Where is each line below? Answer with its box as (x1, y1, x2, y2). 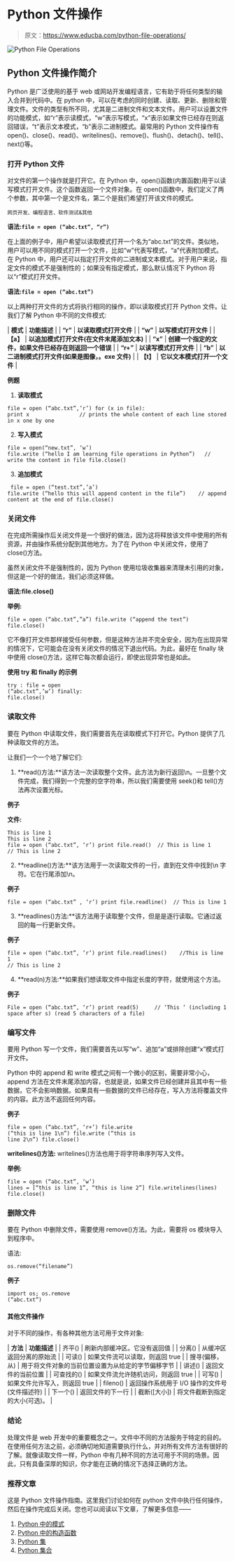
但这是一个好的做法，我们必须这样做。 (7, 572, 117, 581)
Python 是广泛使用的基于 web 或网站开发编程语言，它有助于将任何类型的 (7, 87, 217, 95)
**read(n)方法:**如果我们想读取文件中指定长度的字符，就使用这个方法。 (17, 975, 225, 983)
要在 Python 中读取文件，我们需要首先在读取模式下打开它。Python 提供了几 (7, 729, 225, 737)
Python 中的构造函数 (17, 1529, 77, 1537)
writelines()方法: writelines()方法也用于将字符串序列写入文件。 (7, 1149, 188, 1157)
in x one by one (7, 417, 55, 425)
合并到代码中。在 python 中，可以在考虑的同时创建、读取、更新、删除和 (13, 95, 221, 104)
